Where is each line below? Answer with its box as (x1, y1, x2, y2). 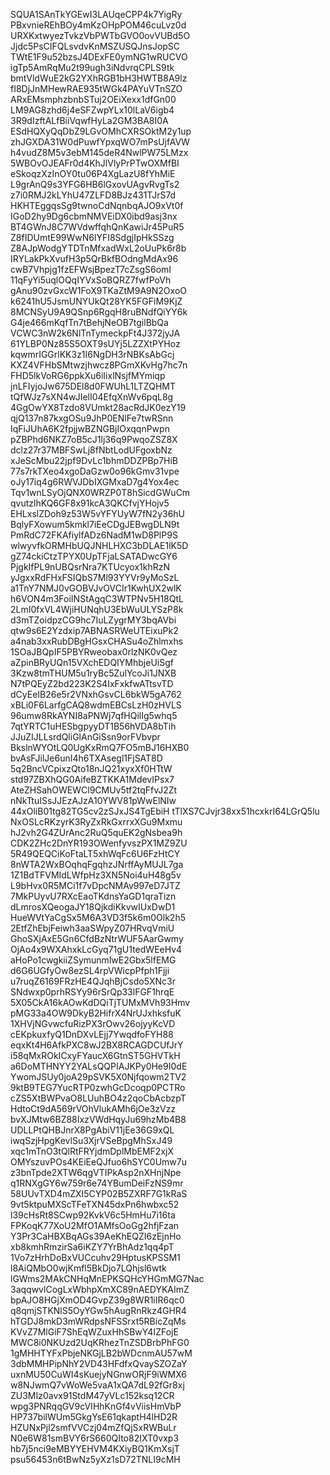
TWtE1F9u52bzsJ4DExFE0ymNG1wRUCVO (10, 51, 188, 63)
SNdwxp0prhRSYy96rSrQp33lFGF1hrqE (10, 986, 175, 998)
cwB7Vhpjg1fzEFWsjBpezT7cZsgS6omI (10, 264, 172, 275)
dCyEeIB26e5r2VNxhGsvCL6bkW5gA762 (10, 689, 182, 700)
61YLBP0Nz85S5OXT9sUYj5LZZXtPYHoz (10, 338, 181, 349)
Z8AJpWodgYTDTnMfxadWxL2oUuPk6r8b (10, 242, 187, 254)
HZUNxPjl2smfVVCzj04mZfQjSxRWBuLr (10, 1422, 177, 1433)
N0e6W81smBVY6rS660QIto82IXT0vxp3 (10, 1432, 180, 1444)
